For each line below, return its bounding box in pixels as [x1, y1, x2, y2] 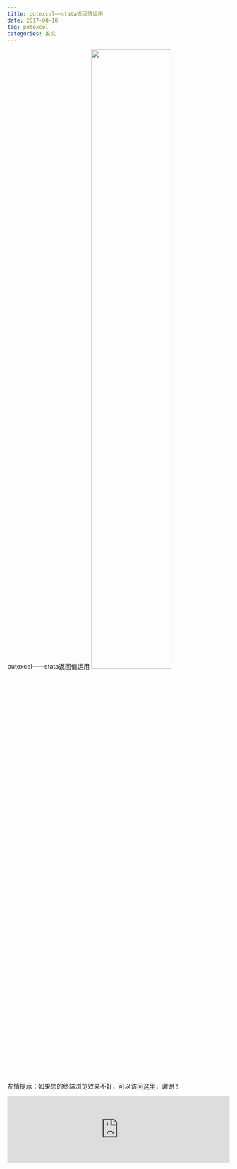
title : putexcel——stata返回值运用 [7, 10, 104, 18]
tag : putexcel [7, 23, 49, 30]
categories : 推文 [7, 30, 56, 37]
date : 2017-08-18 [7, 17, 59, 24]
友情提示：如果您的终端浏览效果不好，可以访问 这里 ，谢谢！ [7, 1082, 181, 1091]
